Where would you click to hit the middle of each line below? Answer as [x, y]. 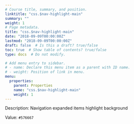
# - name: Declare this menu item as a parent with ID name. [68, 68]
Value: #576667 [19, 117]
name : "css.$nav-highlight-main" [47, 90]
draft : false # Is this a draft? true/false [51, 45]
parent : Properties [33, 85]
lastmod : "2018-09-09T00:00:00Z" [39, 41]
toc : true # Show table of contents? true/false [56, 50]
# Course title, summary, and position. [46, 9]
